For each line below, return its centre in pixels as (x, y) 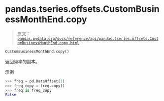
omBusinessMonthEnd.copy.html (48, 43)
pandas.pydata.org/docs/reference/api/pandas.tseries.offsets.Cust (88, 38)
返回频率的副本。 (22, 61)
